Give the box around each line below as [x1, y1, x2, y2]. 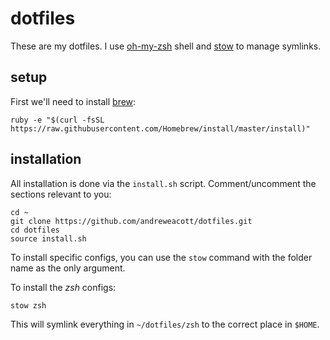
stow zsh [10, 300, 47, 311]
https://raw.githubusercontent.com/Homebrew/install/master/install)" [10, 123, 311, 134]
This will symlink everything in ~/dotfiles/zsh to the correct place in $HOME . [10, 318, 320, 330]
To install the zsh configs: [10, 281, 117, 293]
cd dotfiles [10, 225, 60, 235]
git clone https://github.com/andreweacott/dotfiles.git [10, 216, 253, 226]
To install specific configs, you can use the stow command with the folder [10, 251, 313, 263]
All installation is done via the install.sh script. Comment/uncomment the [10, 177, 317, 189]
